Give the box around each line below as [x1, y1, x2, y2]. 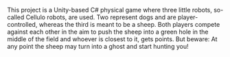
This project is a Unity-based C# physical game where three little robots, [7, 6, 213, 14]
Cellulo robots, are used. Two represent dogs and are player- [25, 13, 198, 21]
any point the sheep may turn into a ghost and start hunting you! [7, 43, 189, 50]
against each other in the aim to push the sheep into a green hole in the [7, 27, 209, 36]
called [7, 13, 25, 21]
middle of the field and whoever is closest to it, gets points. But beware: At [7, 35, 218, 43]
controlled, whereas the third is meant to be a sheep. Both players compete [7, 21, 220, 28]
